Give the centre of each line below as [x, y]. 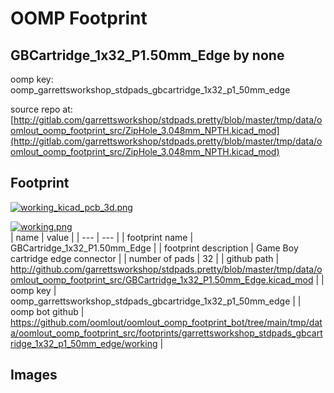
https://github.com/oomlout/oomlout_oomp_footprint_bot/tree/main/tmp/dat [166, 322]
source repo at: [41, 109]
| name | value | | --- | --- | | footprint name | [102, 237]
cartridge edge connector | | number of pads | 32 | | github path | [145, 258]
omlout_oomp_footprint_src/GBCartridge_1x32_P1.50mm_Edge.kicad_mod [162, 279]
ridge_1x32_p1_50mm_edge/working [84, 343]
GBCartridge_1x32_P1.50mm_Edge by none [147, 55]
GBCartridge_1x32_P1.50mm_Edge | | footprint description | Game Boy [154, 248]
